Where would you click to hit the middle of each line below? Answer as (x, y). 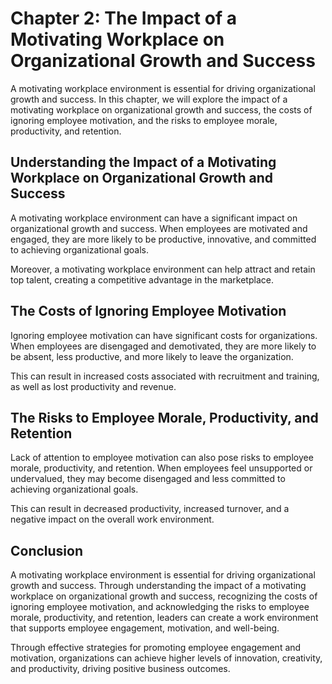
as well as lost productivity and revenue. (93, 386)
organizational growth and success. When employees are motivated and (159, 228)
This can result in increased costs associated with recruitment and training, (165, 376)
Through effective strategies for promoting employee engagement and (156, 648)
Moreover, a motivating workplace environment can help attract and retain (163, 269)
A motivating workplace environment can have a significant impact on (154, 218)
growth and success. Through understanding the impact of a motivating (158, 586)
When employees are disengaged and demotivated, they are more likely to (163, 346)
